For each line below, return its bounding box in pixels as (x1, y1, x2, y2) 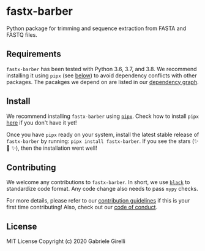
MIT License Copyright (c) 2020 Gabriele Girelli (6, 237, 125, 245)
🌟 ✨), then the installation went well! (6, 144, 98, 152)
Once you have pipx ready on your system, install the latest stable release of (6, 131, 199, 138)
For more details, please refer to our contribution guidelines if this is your (6, 197, 190, 204)
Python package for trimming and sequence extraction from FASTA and (6, 25, 187, 32)
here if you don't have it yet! (6, 118, 78, 126)
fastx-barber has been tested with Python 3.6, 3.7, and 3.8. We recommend (6, 65, 197, 72)
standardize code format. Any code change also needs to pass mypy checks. (6, 185, 198, 193)
